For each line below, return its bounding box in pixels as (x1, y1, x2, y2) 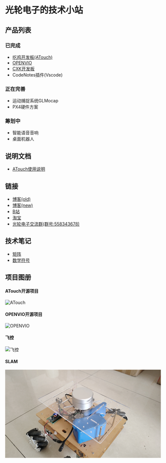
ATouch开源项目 (5, 288, 39, 294)
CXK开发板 (12, 66, 35, 72)
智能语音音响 (12, 130, 39, 136)
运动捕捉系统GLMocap (12, 98, 58, 104)
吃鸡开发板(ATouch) (12, 54, 53, 60)
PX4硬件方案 (12, 104, 39, 110)
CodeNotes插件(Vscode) (12, 72, 63, 77)
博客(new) (12, 202, 33, 209)
